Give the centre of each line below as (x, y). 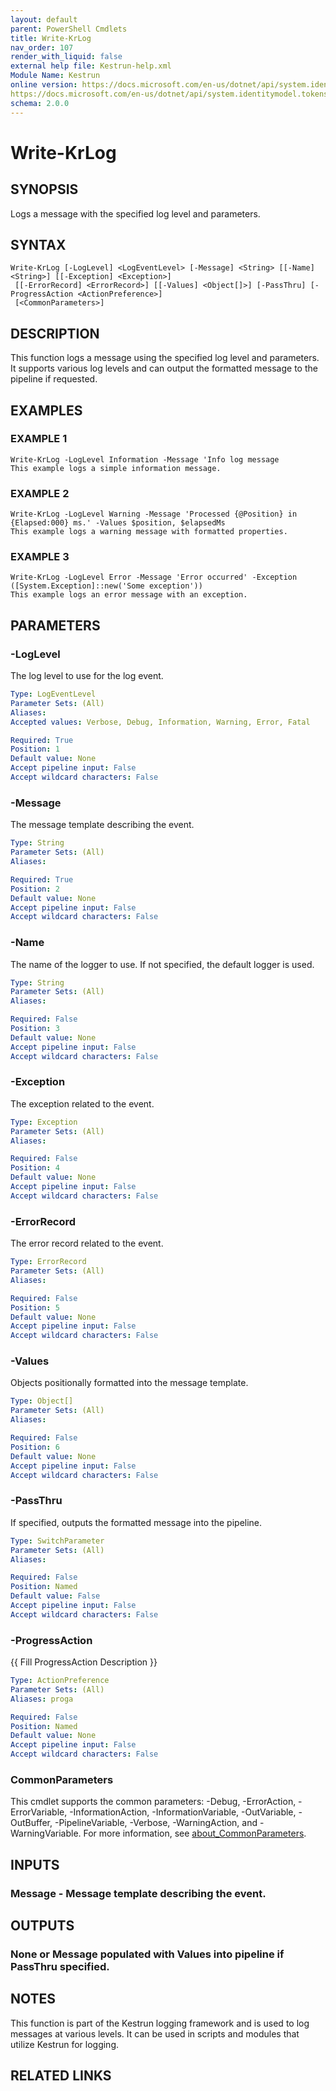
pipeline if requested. (54, 379)
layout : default (44, 19)
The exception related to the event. (82, 1103)
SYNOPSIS (44, 189)
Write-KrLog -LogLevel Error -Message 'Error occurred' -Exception (154, 577)
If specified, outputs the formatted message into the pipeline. (136, 1522)
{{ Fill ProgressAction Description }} (84, 1662)
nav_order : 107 (42, 47)
